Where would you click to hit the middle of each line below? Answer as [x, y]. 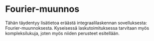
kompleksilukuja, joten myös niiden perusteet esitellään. [62, 33]
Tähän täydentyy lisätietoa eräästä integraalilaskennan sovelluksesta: [76, 23]
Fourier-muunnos [42, 9]
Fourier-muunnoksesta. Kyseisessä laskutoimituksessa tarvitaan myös [77, 28]
